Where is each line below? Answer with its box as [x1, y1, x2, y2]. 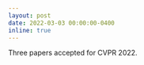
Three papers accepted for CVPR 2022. [8, 48, 138, 58]
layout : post [8, 11, 51, 20]
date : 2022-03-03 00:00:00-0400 [8, 19, 115, 27]
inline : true [8, 26, 51, 34]
